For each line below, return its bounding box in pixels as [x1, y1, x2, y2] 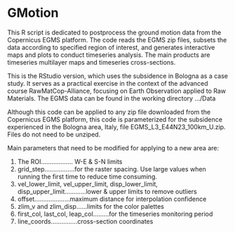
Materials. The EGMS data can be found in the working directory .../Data [7, 94, 216, 103]
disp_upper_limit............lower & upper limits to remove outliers [17, 187, 198, 195]
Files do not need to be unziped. [7, 130, 101, 138]
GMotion [7, 5, 59, 21]
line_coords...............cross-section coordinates [17, 217, 154, 226]
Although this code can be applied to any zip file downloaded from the [7, 108, 211, 116]
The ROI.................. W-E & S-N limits [17, 157, 123, 166]
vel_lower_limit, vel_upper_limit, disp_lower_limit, [17, 179, 158, 188]
